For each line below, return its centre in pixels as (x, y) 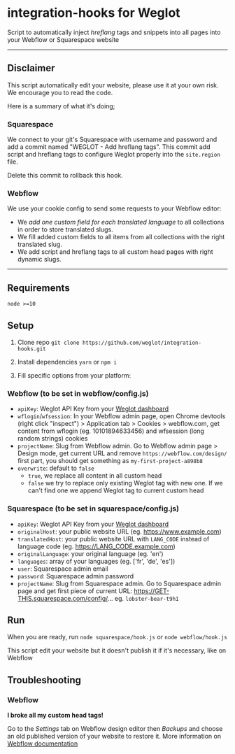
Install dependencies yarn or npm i (67, 362)
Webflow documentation (43, 744)
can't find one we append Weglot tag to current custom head (116, 490)
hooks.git (32, 349)
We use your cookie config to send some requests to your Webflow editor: (114, 208)
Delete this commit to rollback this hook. (65, 176)
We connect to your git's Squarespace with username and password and (112, 140)
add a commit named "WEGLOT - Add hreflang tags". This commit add (109, 147)
